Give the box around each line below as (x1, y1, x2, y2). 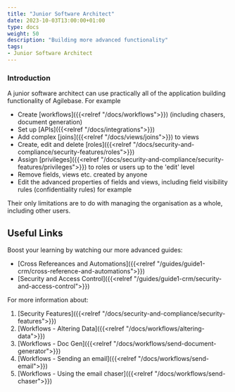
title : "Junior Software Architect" (7, 10, 115, 18)
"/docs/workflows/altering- (125, 324, 205, 333)
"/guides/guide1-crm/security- (133, 274, 222, 283)
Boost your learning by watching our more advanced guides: (7, 245, 183, 254)
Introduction (7, 73, 51, 83)
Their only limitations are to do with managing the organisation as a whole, (7, 199, 223, 208)
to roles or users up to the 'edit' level (88, 163, 195, 172)
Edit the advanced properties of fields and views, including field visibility (17, 178, 228, 186)
